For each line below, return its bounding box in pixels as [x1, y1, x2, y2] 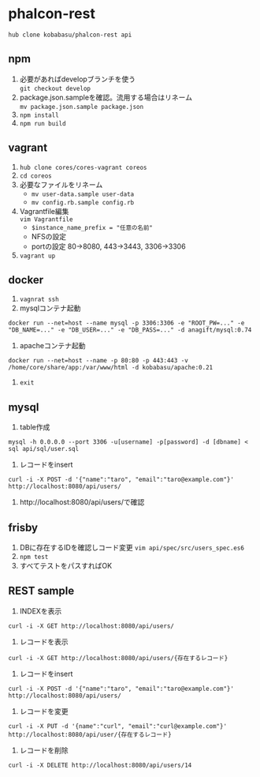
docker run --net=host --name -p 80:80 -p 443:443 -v [8, 357, 189, 365]
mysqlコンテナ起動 [19, 303, 81, 313]
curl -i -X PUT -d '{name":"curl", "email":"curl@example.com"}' [8, 722, 227, 730]
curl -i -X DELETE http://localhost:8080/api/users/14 [8, 761, 192, 769]
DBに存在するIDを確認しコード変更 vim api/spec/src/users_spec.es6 [19, 542, 244, 552]
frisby [8, 520, 38, 534]
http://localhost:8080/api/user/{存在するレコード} [8, 730, 172, 738]
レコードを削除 [19, 745, 69, 755]
